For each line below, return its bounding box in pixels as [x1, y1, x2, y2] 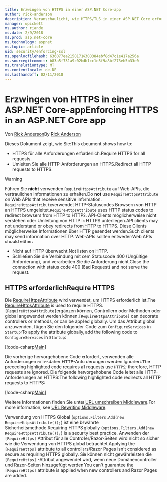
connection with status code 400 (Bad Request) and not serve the [12, 264, 148, 270]
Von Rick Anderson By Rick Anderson [5, 131, 81, 137]
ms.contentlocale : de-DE [5, 68, 57, 73]
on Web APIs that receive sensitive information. [5, 196, 102, 202]
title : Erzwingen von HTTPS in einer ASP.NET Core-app [5, 7, 121, 12]
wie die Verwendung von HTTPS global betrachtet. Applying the [5, 440, 135, 446]
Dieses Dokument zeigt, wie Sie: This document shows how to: [5, 140, 133, 147]
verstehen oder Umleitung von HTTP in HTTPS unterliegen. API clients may [5, 217, 158, 223]
